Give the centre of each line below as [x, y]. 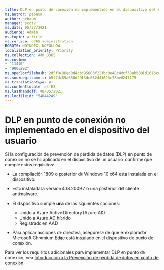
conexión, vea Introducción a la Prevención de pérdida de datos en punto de [82, 258]
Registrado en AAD [39, 223]
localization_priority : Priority [39, 50]
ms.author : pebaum [24, 14]
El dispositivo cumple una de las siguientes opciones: [66, 204]
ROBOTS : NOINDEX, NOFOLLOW [32, 46]
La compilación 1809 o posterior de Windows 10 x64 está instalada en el [85, 174]
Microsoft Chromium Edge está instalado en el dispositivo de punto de [83, 238]
